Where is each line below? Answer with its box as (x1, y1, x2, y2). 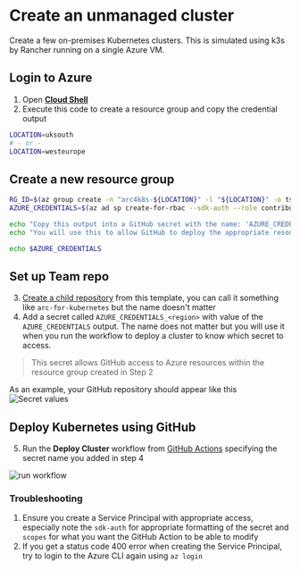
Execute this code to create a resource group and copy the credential (21, 104, 279, 114)
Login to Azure (9, 71, 93, 86)
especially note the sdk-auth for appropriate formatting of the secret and (21, 522, 289, 532)
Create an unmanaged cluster (9, 5, 235, 26)
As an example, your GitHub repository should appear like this (9, 384, 237, 395)
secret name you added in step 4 (21, 453, 145, 464)
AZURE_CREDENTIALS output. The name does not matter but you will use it (21, 321, 286, 331)
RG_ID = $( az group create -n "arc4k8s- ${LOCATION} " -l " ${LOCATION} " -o (9, 196, 281, 205)
